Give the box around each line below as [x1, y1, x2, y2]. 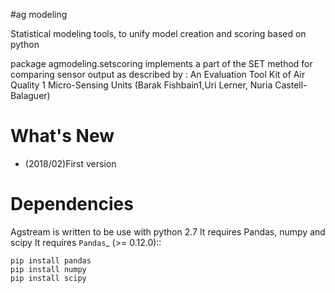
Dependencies [10, 193, 134, 216]
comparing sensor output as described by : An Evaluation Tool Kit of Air [10, 69, 306, 80]
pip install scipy [10, 273, 87, 283]
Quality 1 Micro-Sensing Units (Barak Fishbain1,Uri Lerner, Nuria [10, 79, 273, 91]
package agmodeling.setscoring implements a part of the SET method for [10, 58, 313, 69]
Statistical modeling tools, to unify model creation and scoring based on [10, 28, 307, 39]
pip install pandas [10, 255, 92, 266]
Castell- [274, 79, 308, 91]
